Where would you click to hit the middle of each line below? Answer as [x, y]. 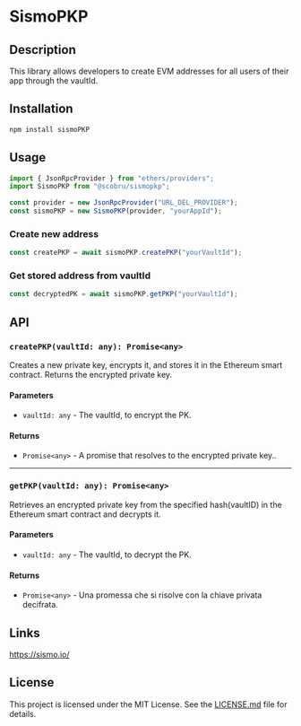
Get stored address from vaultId [80, 276]
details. [23, 713]
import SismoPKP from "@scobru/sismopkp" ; [90, 187]
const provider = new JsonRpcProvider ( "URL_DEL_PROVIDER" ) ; [124, 203]
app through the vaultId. [54, 81]
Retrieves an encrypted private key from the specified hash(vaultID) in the [146, 504]
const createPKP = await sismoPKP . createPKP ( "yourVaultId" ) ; [126, 253]
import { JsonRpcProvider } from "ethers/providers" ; [112, 178]
